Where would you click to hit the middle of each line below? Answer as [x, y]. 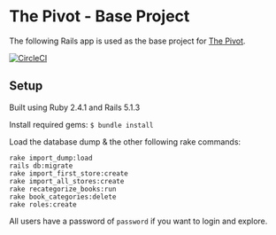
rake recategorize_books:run [63, 189]
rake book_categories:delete [63, 197]
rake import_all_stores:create [67, 181]
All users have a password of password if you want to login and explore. [138, 221]
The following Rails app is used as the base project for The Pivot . [127, 41]
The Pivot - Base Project [100, 16]
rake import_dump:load [51, 158]
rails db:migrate [41, 166]
